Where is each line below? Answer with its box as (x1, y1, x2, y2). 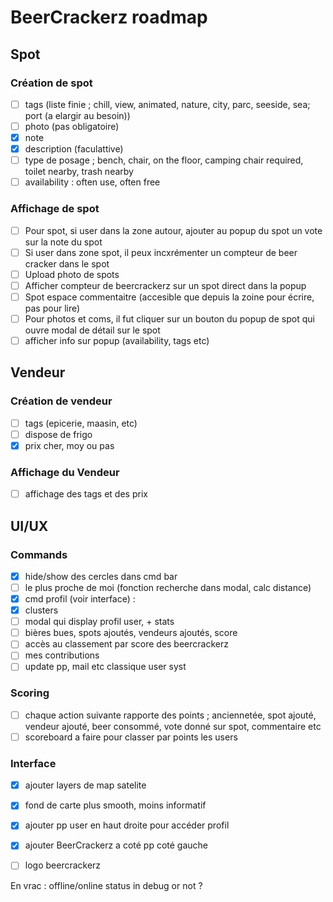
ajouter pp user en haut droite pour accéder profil (24, 819, 230, 831)
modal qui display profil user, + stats (24, 616, 175, 628)
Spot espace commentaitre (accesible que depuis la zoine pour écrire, (24, 291, 315, 303)
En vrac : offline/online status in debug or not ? (10, 879, 203, 891)
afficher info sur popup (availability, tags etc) (24, 334, 210, 346)
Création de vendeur (10, 394, 113, 408)
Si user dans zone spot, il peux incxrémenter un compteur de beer (24, 246, 298, 258)
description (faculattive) (24, 143, 124, 155)
